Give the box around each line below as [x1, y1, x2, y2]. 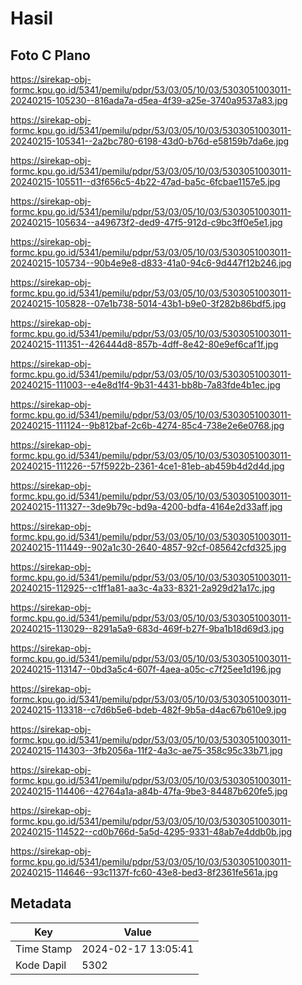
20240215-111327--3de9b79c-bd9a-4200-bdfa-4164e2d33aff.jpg [10, 501, 283, 512]
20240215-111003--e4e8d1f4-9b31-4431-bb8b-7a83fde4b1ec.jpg [10, 379, 281, 391]
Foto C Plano [10, 47, 91, 64]
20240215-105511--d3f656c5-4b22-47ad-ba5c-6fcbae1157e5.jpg [10, 176, 281, 187]
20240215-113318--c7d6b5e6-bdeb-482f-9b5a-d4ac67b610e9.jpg [10, 704, 287, 716]
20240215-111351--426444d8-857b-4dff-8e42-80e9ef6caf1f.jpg [10, 338, 279, 350]
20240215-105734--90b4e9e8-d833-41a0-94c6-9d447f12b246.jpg [10, 257, 292, 269]
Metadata [10, 895, 72, 912]
